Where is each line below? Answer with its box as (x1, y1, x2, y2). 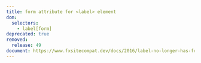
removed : (6, 37, 28, 43)
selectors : (11, 20, 39, 26)
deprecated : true (6, 31, 50, 37)
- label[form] (17, 25, 52, 32)
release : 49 (11, 43, 42, 49)
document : (6, 48, 31, 54)
